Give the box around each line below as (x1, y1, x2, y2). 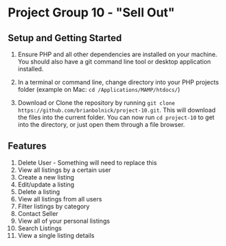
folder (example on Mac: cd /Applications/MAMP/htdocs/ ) (17, 86, 181, 93)
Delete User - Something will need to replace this (17, 158, 157, 167)
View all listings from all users (17, 195, 102, 203)
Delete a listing (17, 187, 60, 196)
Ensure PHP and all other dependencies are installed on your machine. (17, 50, 218, 58)
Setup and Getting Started (8, 32, 122, 44)
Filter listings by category (17, 202, 90, 210)
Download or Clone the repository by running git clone (17, 99, 175, 107)
